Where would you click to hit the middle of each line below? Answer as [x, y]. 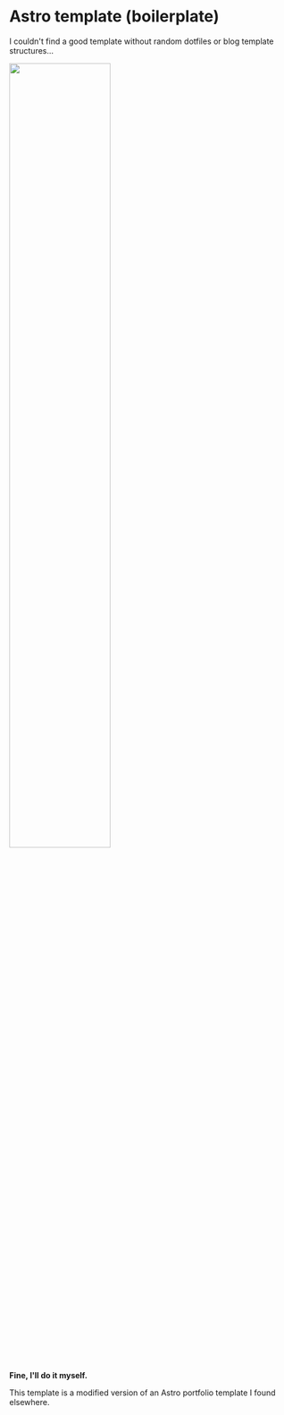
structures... [32, 50]
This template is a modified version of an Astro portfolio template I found [142, 1393]
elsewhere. [29, 1402]
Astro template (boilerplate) [114, 17]
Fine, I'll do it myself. [48, 1375]
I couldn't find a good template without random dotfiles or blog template [142, 41]
